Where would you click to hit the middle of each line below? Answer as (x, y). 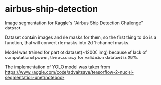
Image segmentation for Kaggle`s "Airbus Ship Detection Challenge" (74, 23)
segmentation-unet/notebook (35, 77)
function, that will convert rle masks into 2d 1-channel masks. (67, 42)
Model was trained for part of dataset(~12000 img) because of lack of (76, 52)
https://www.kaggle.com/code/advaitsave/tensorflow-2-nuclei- (70, 72)
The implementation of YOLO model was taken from (58, 67)
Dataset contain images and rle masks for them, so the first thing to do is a (81, 37)
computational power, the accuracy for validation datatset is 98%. (72, 57)
